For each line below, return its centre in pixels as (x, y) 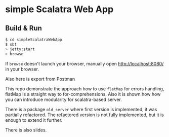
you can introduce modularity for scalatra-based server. (64, 99)
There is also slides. (26, 130)
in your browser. (22, 69)
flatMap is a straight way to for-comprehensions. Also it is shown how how (83, 94)
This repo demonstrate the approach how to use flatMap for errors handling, (85, 89)
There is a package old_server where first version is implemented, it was (81, 109)
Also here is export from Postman (40, 79)
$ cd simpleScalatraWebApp (34, 40)
